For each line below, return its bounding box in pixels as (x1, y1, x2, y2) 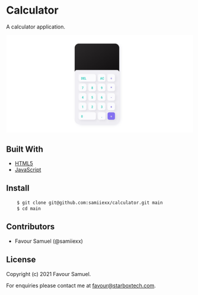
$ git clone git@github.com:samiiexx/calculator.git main (17, 200, 163, 206)
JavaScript (14, 166, 41, 174)
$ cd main (17, 206, 41, 211)
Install (6, 183, 30, 193)
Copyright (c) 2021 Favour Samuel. (6, 270, 91, 277)
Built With (6, 144, 43, 154)
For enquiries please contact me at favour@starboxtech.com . (6, 282, 156, 289)
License (6, 255, 36, 265)
